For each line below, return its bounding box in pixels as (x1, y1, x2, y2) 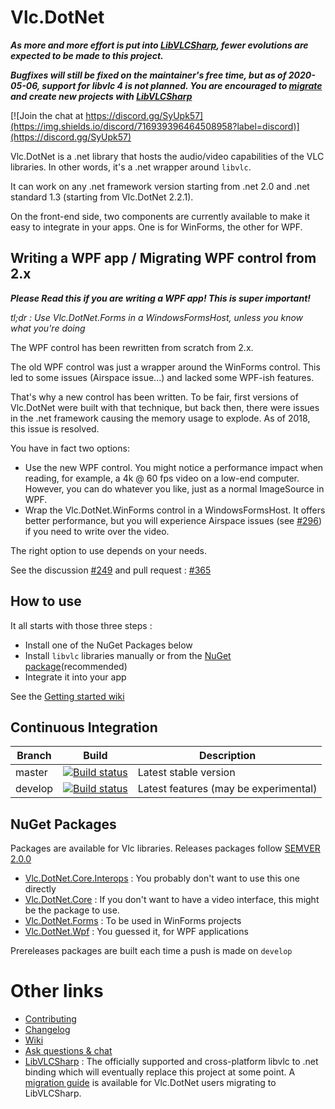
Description (198, 749, 257, 763)
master (15, 766, 48, 780)
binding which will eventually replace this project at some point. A (24, 1066, 296, 1078)
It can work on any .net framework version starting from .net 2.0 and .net (10, 180, 310, 192)
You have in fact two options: (10, 442, 130, 454)
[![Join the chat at (10, 109, 84, 121)
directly (24, 883, 57, 895)
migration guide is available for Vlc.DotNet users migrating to (24, 1077, 277, 1089)
